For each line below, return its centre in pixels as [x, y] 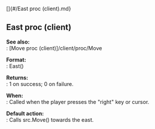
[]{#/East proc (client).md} [39, 9]
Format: [16, 60]
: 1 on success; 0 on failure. [40, 84]
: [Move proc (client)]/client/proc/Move [54, 48]
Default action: [25, 113]
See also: [18, 42]
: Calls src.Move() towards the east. [50, 119]
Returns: [17, 78]
